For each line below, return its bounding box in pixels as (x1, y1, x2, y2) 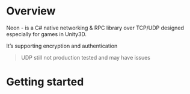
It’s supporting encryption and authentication (6, 42, 118, 49)
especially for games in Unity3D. (6, 30, 87, 37)
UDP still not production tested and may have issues (20, 54, 150, 61)
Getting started (6, 75, 84, 89)
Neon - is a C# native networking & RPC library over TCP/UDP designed (6, 24, 185, 31)
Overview (6, 4, 56, 18)
